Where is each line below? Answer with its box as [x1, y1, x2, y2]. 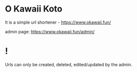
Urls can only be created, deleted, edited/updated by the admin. [5, 61, 133, 67]
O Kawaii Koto [5, 3, 63, 14]
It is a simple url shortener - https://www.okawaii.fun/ [5, 19, 111, 25]
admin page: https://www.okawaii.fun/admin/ [5, 29, 95, 34]
